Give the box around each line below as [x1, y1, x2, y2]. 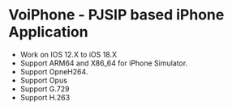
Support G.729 [19, 83, 71, 94]
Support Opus [19, 75, 67, 85]
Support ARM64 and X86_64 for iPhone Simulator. [19, 58, 188, 68]
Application [8, 23, 88, 41]
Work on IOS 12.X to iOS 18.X [19, 49, 118, 59]
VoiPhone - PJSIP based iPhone [8, 6, 225, 24]
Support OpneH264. [19, 66, 88, 76]
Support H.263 [19, 92, 71, 102]
